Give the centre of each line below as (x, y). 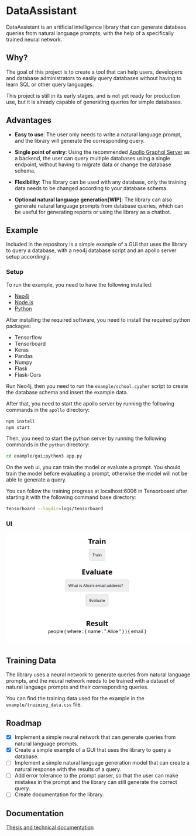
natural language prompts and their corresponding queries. (78, 687)
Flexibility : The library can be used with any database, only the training (101, 182)
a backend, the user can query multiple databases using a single (92, 158)
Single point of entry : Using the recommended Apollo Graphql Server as (102, 152)
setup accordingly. (28, 257)
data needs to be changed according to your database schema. (91, 188)
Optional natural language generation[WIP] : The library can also (93, 199)
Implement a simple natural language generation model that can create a (102, 763)
